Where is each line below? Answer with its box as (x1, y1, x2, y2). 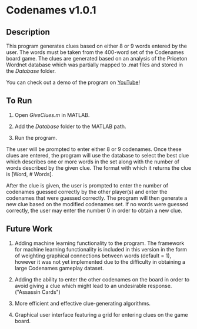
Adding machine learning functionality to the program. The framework (14, 239, 185, 247)
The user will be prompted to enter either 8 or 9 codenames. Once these (6, 145, 182, 153)
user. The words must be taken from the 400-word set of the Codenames (6, 49, 184, 56)
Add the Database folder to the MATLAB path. (14, 123, 126, 130)
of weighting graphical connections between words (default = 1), (14, 252, 172, 259)
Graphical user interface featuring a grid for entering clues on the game (14, 311, 188, 318)
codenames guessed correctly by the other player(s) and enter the (6, 188, 168, 195)
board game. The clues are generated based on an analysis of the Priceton (6, 55, 188, 62)
